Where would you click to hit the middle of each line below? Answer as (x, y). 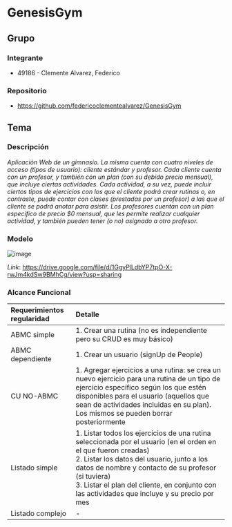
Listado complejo (39, 514)
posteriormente (100, 422)
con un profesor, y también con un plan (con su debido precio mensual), (110, 177)
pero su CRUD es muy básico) (125, 339)
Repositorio (27, 90)
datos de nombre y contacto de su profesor (146, 468)
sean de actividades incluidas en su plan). (144, 405)
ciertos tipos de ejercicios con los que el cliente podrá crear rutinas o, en (111, 191)
